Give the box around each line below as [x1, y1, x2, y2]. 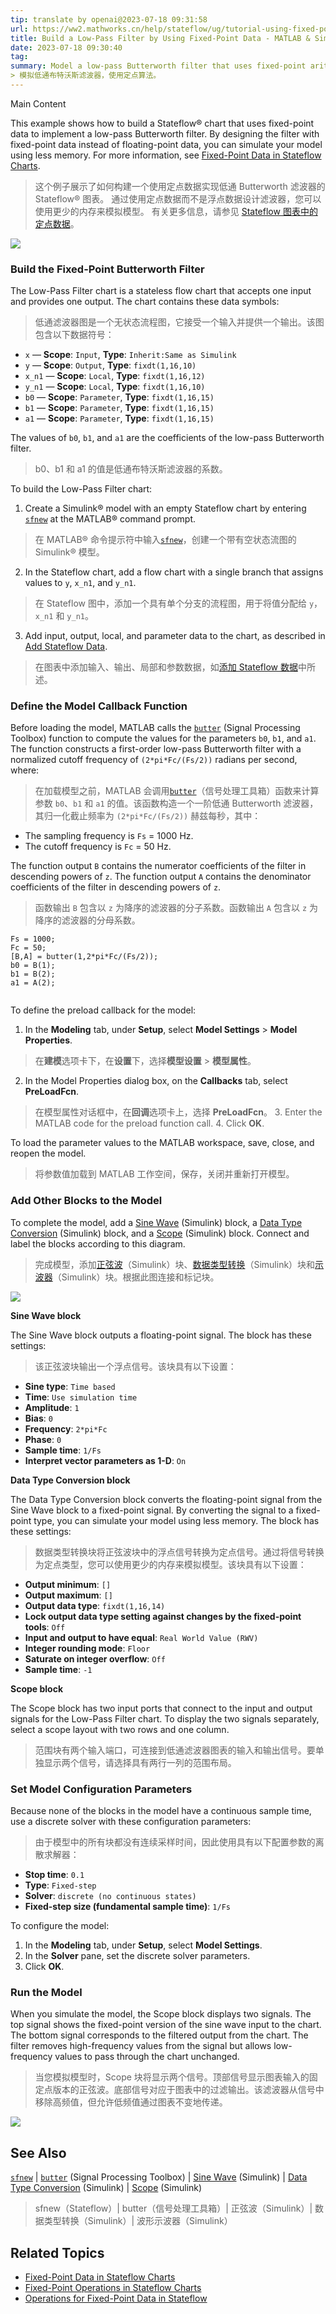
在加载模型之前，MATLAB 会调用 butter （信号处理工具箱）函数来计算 [34, 785, 320, 797]
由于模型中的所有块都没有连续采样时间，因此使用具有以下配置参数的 [34, 1836, 316, 1848]
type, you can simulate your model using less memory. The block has [33, 1514, 320, 1526]
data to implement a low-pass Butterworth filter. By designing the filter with [10, 127, 320, 140]
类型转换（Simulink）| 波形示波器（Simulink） [43, 2215, 233, 2227]
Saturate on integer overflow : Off [24, 1652, 166, 1665]
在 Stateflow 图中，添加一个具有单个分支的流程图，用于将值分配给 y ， [34, 597, 323, 610]
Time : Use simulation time [24, 1391, 138, 1403]
